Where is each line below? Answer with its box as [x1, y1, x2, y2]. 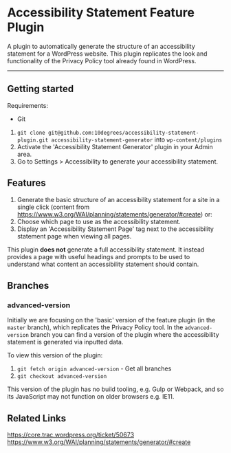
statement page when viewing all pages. [16, 232, 132, 240]
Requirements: [7, 101, 48, 109]
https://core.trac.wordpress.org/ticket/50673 [7, 431, 135, 439]
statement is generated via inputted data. [7, 338, 124, 346]
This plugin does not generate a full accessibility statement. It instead [7, 245, 205, 254]
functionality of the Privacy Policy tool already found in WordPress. [7, 56, 197, 65]
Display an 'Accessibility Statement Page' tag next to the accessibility [16, 225, 214, 233]
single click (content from [16, 203, 90, 211]
